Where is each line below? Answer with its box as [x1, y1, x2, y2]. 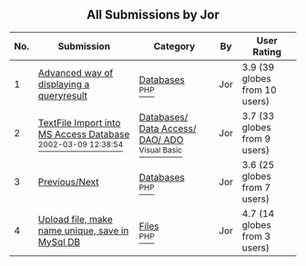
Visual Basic [138, 144, 183, 155]
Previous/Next [37, 175, 99, 188]
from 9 [241, 132, 271, 144]
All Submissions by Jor [86, 7, 220, 23]
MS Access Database [37, 127, 130, 140]
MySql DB [37, 235, 81, 248]
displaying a [37, 77, 90, 90]
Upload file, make [37, 212, 114, 225]
